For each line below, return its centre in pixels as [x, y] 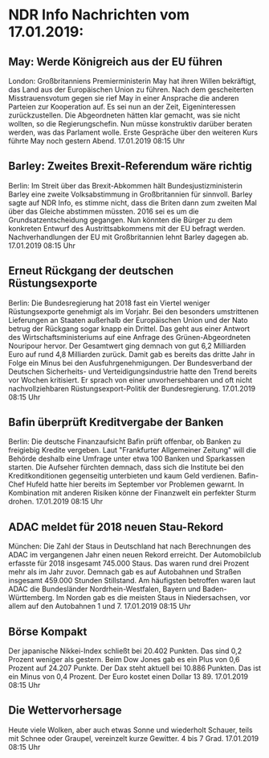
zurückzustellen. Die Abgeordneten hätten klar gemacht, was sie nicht [124, 115]
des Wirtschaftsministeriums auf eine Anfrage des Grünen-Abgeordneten [130, 337]
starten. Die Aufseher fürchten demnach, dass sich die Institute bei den [126, 467]
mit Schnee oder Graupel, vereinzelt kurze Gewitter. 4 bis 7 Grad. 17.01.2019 [134, 738]
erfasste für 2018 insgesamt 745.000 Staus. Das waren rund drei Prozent [129, 563]
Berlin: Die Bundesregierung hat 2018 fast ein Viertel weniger [109, 303]
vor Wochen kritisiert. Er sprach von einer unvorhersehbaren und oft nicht [130, 379]
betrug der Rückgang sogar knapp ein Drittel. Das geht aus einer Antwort [129, 329]
